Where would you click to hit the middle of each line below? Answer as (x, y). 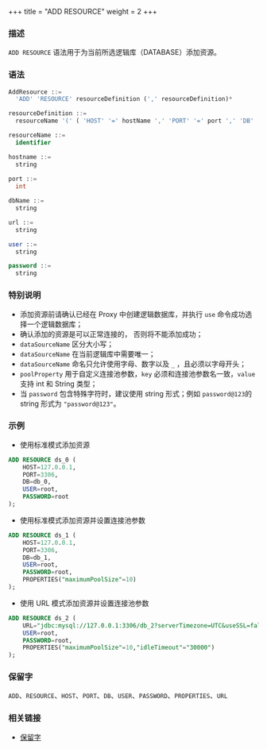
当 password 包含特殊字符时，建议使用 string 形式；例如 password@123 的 (136, 393)
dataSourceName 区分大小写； (66, 344)
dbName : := (26, 201)
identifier (33, 142)
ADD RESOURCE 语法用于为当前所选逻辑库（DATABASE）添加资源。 (114, 52)
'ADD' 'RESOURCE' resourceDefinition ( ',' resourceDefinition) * (124, 99)
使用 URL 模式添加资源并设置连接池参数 (84, 603)
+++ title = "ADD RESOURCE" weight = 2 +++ (83, 12)
